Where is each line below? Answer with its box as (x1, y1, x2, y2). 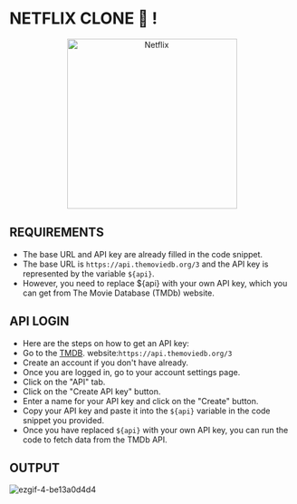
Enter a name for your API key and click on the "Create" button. (22, 395, 259, 406)
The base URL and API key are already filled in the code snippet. (22, 248, 263, 259)
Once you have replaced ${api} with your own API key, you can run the (22, 424, 289, 435)
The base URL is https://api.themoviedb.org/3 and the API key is (22, 258, 269, 269)
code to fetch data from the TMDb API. (22, 434, 168, 445)
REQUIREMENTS (9, 225, 104, 240)
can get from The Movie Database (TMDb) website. (22, 287, 216, 298)
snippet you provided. (22, 414, 105, 425)
